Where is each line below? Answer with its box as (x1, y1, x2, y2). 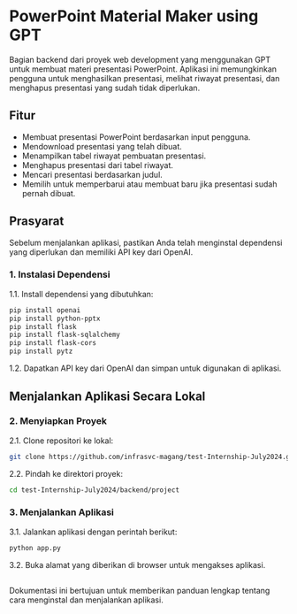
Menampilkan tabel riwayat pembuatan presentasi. (21, 150, 207, 161)
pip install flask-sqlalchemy (9, 330, 121, 340)
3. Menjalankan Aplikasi (9, 506, 115, 518)
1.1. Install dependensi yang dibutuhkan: (9, 288, 154, 299)
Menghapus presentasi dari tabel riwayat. (21, 159, 174, 170)
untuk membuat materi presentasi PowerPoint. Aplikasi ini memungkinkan (9, 64, 277, 74)
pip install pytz (9, 347, 73, 356)
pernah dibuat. (21, 188, 76, 198)
